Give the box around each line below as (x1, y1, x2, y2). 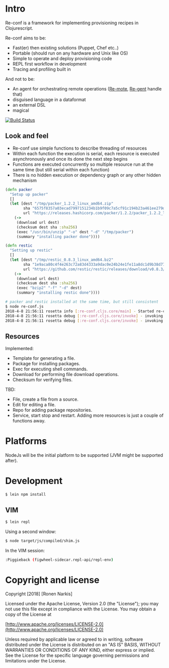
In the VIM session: (5, 547, 45, 553)
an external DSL (12, 102, 46, 108)
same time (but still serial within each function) (12, 166, 110, 172)
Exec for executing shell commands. (12, 366, 88, 372)
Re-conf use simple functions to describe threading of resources (12, 145, 147, 151)
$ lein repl (5, 519, 30, 524)
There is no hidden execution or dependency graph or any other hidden (12, 172, 161, 178)
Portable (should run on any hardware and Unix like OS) (12, 50, 128, 56)
